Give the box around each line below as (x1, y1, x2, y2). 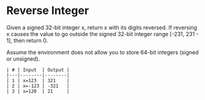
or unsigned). (6, 55, 40, 62)
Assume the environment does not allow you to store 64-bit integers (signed (6, 48, 199, 55)
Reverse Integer (6, 4, 89, 18)
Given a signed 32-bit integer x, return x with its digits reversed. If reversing (6, 24, 198, 31)
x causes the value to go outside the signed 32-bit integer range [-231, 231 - (6, 30, 199, 37)
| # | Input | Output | (6, 66, 70, 73)
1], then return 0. (6, 37, 48, 44)
